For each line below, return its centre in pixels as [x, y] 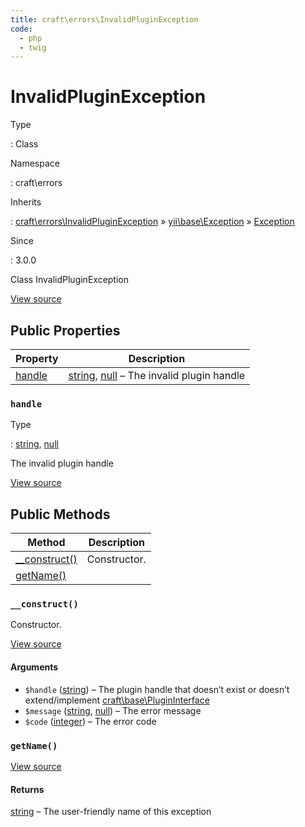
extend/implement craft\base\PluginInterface [117, 700]
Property [37, 358]
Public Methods [60, 514]
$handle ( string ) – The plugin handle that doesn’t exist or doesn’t [157, 689]
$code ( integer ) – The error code [90, 721]
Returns [27, 789]
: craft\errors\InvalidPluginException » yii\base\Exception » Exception [152, 222]
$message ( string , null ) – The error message [113, 710]
